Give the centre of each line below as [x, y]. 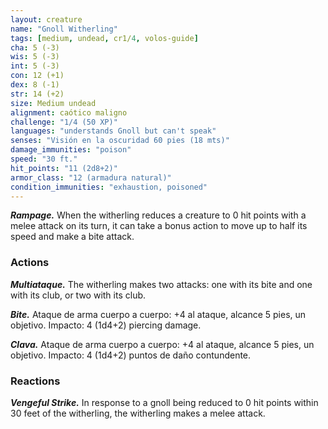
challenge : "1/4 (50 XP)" [64, 122]
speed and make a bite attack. [72, 237]
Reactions [35, 381]
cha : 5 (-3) [35, 47]
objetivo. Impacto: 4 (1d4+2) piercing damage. [106, 325]
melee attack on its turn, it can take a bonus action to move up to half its [159, 226]
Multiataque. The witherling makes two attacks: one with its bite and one [161, 284]
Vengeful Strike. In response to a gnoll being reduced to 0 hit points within [164, 402]
